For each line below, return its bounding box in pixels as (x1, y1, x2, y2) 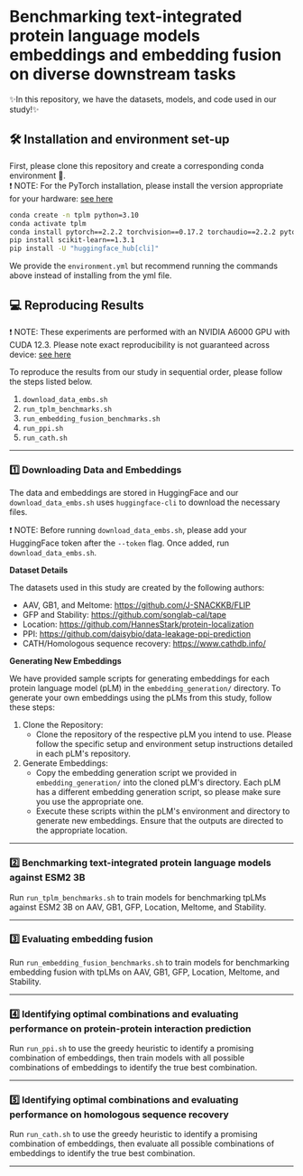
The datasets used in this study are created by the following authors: (9, 583, 265, 593)
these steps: (9, 702, 56, 713)
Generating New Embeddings (9, 656, 122, 667)
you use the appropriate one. (35, 797, 144, 807)
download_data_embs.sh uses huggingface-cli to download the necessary (9, 497, 280, 508)
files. (9, 507, 28, 518)
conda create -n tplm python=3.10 (9, 210, 140, 219)
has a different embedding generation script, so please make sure (35, 787, 281, 798)
